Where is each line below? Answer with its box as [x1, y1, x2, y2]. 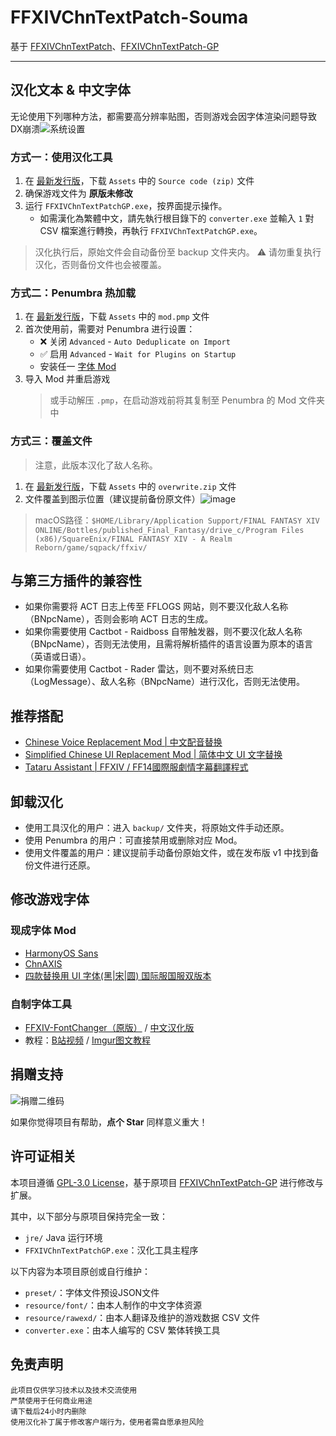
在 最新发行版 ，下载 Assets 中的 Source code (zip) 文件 [24, 175, 255, 187]
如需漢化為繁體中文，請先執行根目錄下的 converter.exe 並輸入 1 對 [39, 212, 315, 225]
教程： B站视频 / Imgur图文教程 [24, 1034, 152, 1046]
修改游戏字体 [10, 891, 90, 908]
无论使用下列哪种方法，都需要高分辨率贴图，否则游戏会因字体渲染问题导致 [10, 110, 317, 122]
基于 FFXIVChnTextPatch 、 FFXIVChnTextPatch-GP [10, 40, 220, 52]
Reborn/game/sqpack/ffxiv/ [34, 542, 148, 553]
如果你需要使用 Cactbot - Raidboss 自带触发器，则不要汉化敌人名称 [24, 626, 303, 638]
